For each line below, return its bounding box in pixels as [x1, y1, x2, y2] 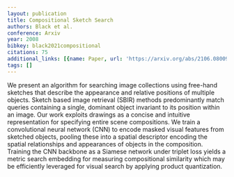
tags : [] [7, 62, 33, 69]
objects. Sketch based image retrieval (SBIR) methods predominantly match [7, 95, 224, 104]
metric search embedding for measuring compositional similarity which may [7, 154, 225, 163]
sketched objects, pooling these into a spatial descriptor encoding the [7, 133, 208, 141]
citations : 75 [7, 49, 49, 56]
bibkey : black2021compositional [7, 42, 101, 49]
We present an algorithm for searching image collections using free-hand [7, 81, 218, 89]
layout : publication [7, 10, 68, 17]
